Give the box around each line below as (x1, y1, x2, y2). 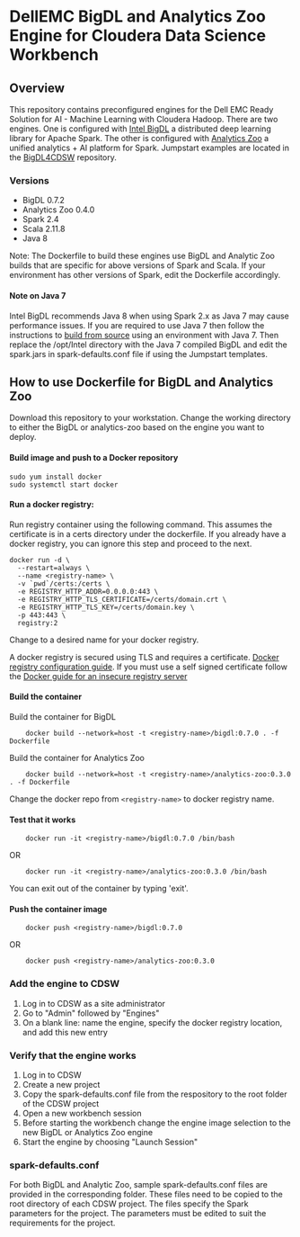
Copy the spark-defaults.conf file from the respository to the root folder (22, 1089, 287, 1099)
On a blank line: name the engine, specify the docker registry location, (22, 1017, 283, 1027)
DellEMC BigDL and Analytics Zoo (9, 6, 267, 27)
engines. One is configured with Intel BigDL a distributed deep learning (9, 123, 271, 134)
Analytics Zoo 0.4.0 (22, 204, 95, 215)
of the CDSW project (22, 1098, 100, 1108)
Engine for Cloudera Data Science (9, 25, 267, 46)
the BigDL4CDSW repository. (9, 152, 117, 163)
